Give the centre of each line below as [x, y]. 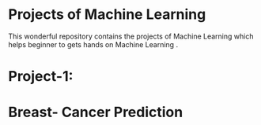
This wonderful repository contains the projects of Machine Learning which [131, 36]
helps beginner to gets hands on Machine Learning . [93, 44]
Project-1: [41, 77]
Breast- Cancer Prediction [96, 112]
